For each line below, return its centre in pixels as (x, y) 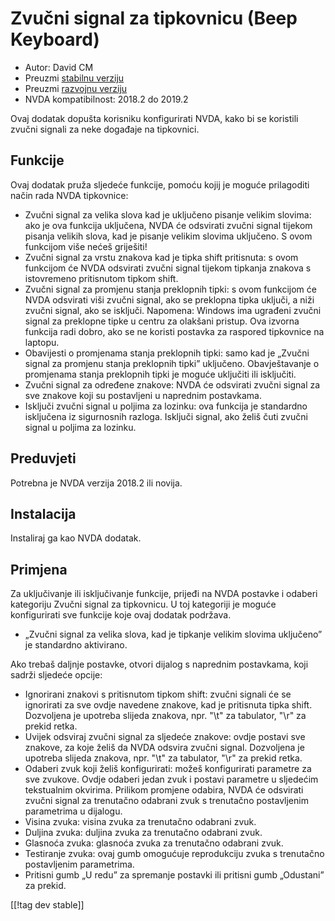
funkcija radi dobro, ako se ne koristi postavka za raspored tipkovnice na (174, 331)
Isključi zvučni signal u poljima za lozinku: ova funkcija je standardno (166, 406)
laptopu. (42, 342)
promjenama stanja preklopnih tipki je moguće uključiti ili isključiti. (160, 374)
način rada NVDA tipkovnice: (69, 195)
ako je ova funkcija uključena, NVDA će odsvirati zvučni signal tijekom (168, 225)
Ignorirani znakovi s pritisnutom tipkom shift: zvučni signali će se (158, 694)
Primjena (39, 569)
